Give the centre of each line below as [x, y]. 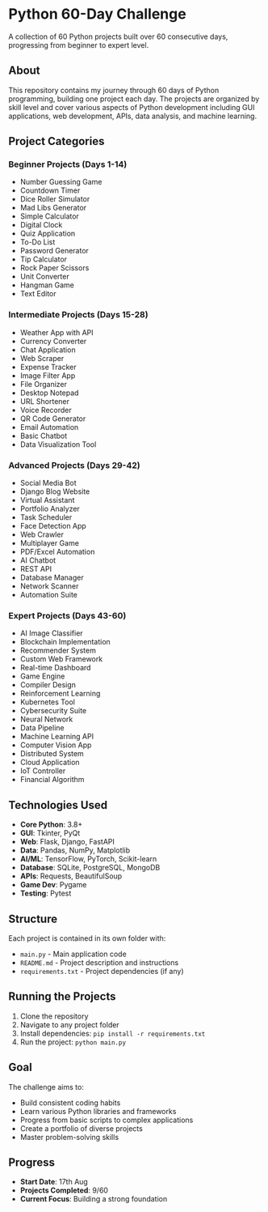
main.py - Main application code [73, 954]
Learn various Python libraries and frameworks [98, 1111]
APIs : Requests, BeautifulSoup [71, 876]
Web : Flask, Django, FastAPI [67, 842]
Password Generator [54, 251]
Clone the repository [54, 1016]
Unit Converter [45, 277]
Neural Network [46, 719]
